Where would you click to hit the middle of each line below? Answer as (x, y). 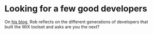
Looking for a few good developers (76, 9)
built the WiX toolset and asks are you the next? (52, 26)
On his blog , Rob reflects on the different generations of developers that (76, 22)
